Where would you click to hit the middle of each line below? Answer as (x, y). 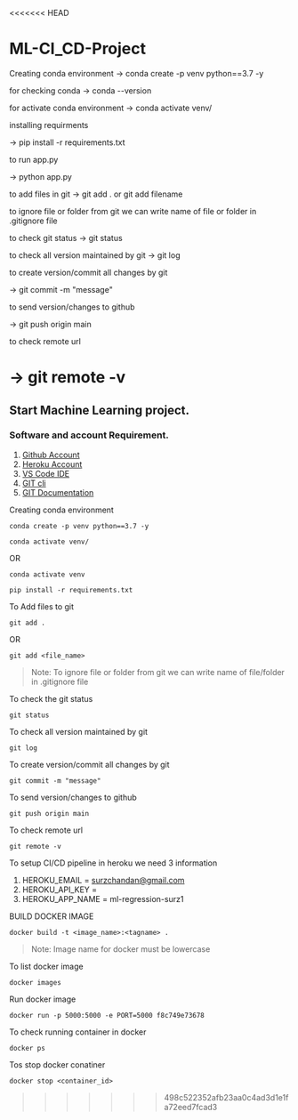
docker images (36, 982)
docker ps (28, 1048)
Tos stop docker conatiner (57, 1064)
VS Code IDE (45, 473)
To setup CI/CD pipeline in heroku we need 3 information (113, 863)
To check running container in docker (78, 1032)
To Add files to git (41, 606)
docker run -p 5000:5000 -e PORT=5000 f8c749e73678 (107, 1015)
